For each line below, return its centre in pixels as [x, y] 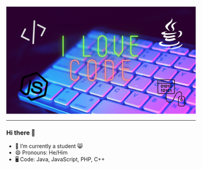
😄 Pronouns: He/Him [41, 152]
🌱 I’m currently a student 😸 [49, 146]
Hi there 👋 [21, 133]
